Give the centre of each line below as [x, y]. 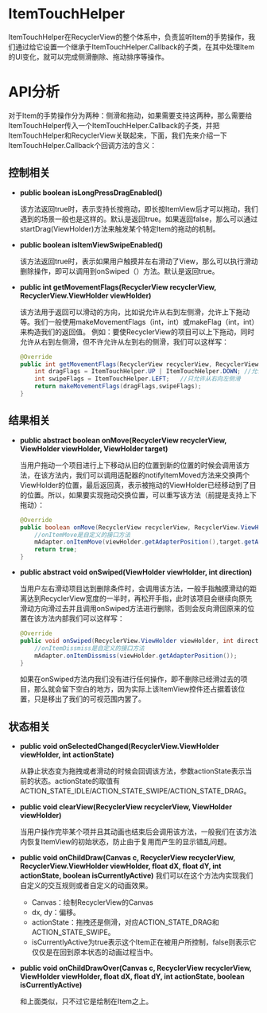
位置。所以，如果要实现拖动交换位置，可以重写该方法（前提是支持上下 [141, 495]
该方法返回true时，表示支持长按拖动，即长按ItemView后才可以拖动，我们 [139, 208]
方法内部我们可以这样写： [83, 618]
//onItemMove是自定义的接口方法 [83, 535]
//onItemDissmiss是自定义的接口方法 [89, 648]
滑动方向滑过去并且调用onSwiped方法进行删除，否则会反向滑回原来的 [133, 608]
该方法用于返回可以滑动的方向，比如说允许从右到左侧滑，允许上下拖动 [135, 312]
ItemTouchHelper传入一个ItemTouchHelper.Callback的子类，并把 [114, 125]
